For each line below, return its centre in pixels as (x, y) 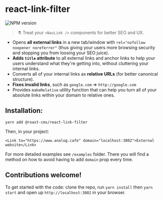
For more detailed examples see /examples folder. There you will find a (77, 154)
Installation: (24, 111)
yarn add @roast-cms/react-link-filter (46, 122)
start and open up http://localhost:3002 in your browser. (65, 192)
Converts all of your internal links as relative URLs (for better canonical (85, 74)
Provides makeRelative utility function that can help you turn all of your (84, 90)
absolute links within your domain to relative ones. (64, 95)
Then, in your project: (27, 131)
